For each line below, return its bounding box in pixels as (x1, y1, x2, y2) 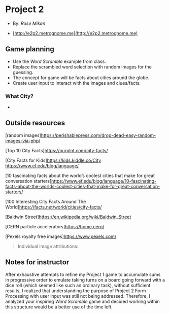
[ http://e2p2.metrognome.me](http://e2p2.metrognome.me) (12, 30, 138, 36)
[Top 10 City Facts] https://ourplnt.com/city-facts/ (5, 147, 108, 153)
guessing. (12, 69, 33, 75)
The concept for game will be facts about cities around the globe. (12, 75, 150, 81)
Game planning (5, 45, 54, 54)
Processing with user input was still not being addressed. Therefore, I (5, 293, 151, 299)
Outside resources (5, 119, 65, 127)
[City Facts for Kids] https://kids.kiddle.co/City (5, 157, 101, 163)
